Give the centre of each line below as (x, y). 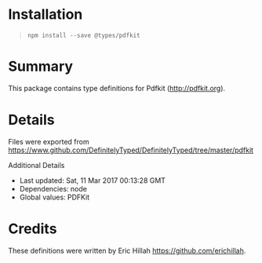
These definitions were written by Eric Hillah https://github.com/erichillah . (127, 250)
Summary (40, 66)
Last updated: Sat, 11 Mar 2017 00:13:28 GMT (93, 180)
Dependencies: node (53, 188)
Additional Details (36, 165)
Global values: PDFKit (55, 197)
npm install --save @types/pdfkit (84, 35)
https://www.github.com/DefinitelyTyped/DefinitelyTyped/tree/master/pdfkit (131, 150)
